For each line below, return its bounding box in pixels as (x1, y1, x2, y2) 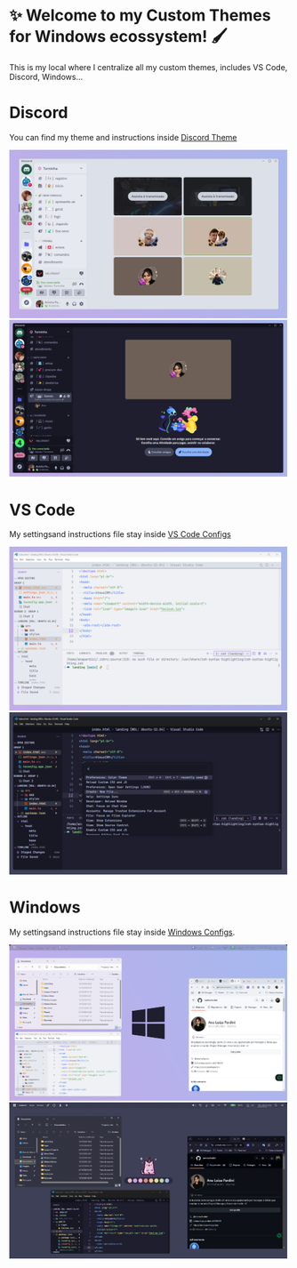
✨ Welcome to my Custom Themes (9, 5, 271, 26)
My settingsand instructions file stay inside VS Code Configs (9, 529, 231, 540)
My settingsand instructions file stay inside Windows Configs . (9, 927, 236, 938)
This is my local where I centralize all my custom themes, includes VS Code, (9, 61, 288, 72)
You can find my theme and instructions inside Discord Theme (9, 132, 237, 142)
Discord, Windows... (9, 71, 83, 82)
